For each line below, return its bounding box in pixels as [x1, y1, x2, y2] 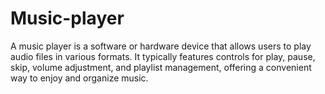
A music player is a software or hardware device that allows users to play [10, 40, 312, 52]
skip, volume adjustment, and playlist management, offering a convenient [10, 61, 312, 73]
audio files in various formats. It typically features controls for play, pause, [10, 50, 316, 62]
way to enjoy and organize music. [10, 72, 149, 84]
